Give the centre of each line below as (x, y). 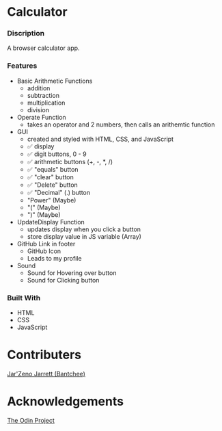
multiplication (46, 103)
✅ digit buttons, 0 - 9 (57, 154)
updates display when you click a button (84, 229)
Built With (24, 298)
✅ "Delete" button (53, 185)
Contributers (44, 355)
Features (22, 66)
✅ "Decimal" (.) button (59, 192)
